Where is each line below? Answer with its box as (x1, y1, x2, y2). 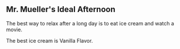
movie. (6, 26, 22, 33)
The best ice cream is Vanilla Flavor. (6, 37, 93, 44)
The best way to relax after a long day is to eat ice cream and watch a (6, 20, 175, 27)
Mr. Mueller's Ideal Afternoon (6, 5, 116, 14)
